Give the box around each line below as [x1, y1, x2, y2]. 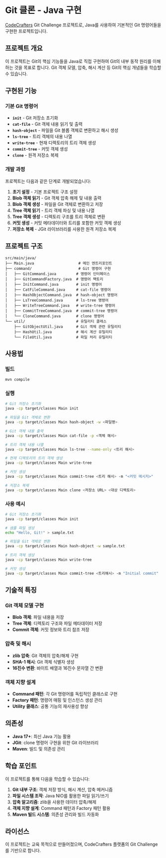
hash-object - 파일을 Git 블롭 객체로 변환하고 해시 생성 [12, 127, 118, 133]
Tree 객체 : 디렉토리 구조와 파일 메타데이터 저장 [12, 620, 103, 626]
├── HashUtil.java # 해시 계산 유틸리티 [14, 329, 112, 335]
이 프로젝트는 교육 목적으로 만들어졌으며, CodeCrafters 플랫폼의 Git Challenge [5, 841, 158, 848]
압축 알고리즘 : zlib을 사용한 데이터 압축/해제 [12, 799, 97, 805]
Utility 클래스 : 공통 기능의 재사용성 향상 [12, 703, 88, 709]
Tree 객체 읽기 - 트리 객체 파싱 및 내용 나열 [12, 207, 95, 213]
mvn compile [5, 377, 30, 382]
